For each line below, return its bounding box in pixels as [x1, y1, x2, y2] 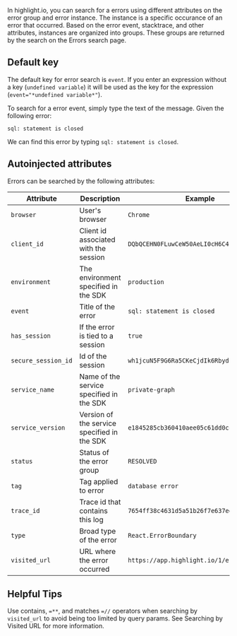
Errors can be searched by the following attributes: [7, 177, 155, 185]
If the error [79, 322, 115, 331]
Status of [79, 447, 109, 457]
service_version [11, 423, 66, 432]
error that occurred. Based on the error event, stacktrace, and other [7, 21, 205, 29]
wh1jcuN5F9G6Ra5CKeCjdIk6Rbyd [128, 356, 229, 365]
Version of [79, 409, 114, 419]
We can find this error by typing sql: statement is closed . [7, 137, 179, 146]
